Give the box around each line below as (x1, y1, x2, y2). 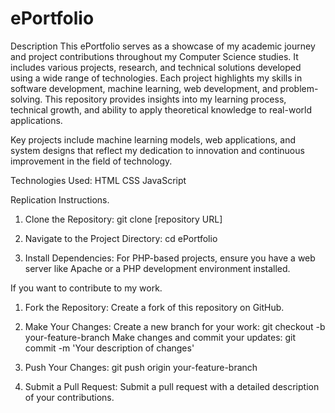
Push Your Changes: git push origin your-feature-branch (24, 361, 258, 373)
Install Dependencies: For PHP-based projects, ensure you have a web (24, 252, 316, 264)
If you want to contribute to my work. (10, 282, 163, 294)
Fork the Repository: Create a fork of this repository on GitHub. (24, 301, 285, 313)
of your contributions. (24, 391, 115, 403)
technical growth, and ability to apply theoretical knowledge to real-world (10, 103, 313, 116)
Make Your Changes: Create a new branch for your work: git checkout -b (24, 320, 326, 332)
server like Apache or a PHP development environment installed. (24, 262, 291, 274)
